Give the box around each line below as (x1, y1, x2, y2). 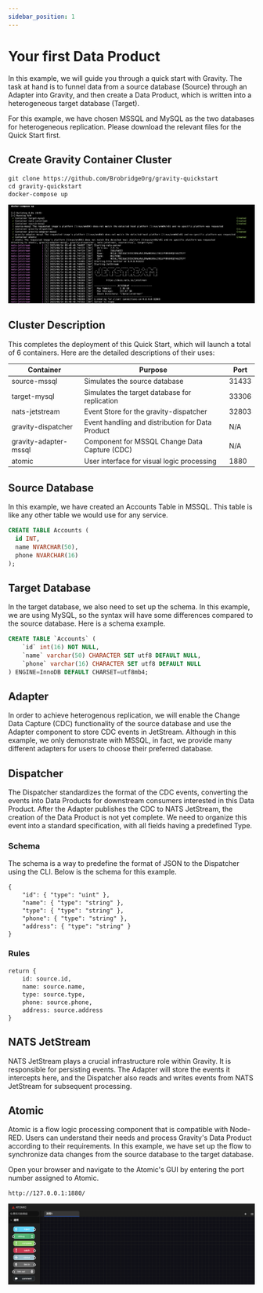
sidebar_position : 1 (8, 13, 76, 20)
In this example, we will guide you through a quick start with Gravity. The (8, 73, 243, 82)
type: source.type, (22, 990, 86, 999)
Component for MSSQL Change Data (84, 436, 203, 447)
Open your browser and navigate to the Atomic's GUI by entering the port (8, 1165, 245, 1174)
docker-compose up (8, 191, 68, 199)
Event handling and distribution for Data (84, 418, 212, 427)
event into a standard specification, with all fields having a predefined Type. (8, 821, 253, 831)
